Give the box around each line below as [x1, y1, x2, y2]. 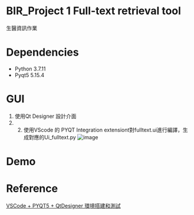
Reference [6, 182, 58, 195]
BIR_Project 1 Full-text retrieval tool [6, 4, 182, 18]
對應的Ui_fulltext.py [28, 133, 77, 140]
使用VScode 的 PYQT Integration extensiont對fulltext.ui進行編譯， [23, 126, 183, 133]
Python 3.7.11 [14, 65, 46, 72]
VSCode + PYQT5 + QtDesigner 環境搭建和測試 [6, 202, 121, 209]
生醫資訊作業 [6, 24, 37, 31]
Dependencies [6, 46, 79, 59]
